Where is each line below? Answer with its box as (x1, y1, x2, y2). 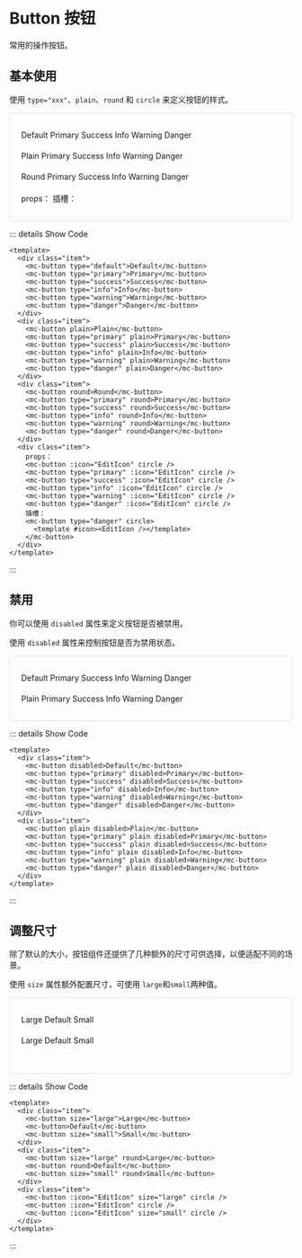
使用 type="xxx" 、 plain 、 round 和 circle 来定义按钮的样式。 (9, 94, 234, 104)
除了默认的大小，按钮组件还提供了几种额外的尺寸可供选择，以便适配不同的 (9, 949, 285, 959)
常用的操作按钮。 (9, 40, 73, 50)
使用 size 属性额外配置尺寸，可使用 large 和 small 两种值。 (9, 979, 223, 990)
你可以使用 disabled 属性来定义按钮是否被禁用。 (9, 618, 189, 629)
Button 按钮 (9, 8, 96, 29)
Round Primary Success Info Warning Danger (21, 171, 189, 182)
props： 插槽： (21, 192, 76, 203)
